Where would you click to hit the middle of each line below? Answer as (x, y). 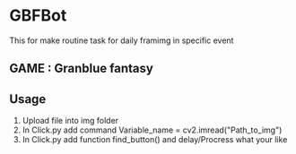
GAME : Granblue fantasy (82, 68)
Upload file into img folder (70, 121)
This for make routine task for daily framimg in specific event (122, 40)
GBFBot (38, 16)
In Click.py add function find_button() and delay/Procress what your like (155, 140)
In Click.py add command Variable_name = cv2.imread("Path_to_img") (152, 130)
